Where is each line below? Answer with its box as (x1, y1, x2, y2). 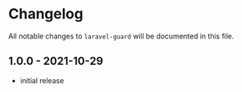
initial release (19, 75, 64, 85)
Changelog (8, 5, 84, 23)
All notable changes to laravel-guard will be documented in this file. (8, 31, 235, 41)
